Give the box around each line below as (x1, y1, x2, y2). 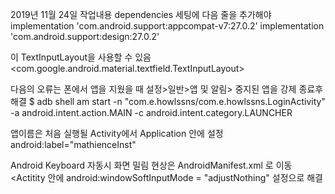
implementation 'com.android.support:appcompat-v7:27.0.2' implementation (10, 20, 325, 32)
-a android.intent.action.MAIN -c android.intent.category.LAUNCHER (10, 107, 293, 118)
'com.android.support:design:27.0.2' (10, 31, 160, 42)
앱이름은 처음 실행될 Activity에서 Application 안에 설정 (10, 128, 224, 139)
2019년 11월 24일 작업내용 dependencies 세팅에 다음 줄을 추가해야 (10, 9, 272, 20)
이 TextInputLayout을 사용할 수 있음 (10, 51, 152, 63)
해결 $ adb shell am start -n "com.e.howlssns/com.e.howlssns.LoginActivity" (10, 96, 326, 107)
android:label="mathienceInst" (10, 139, 137, 150)
